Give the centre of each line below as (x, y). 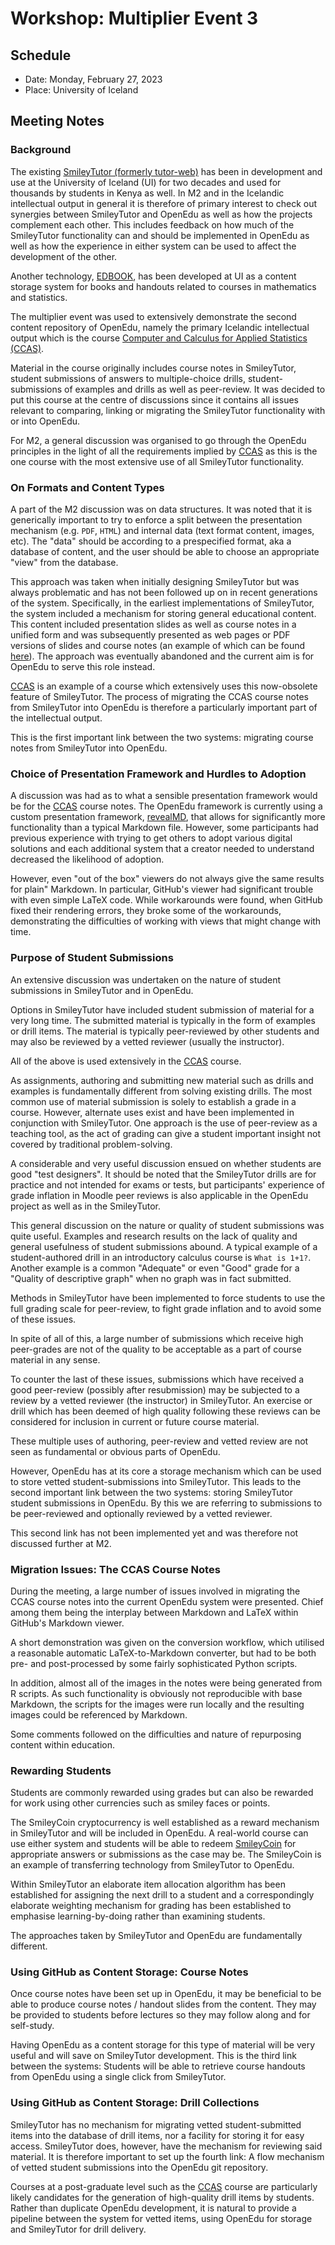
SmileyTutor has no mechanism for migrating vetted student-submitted (156, 2124)
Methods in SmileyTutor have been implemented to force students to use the (168, 1298)
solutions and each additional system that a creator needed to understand (162, 849)
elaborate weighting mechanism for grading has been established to (151, 1906)
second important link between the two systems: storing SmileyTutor (151, 1492)
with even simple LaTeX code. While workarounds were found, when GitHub (166, 900)
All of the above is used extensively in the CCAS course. (126, 1061)
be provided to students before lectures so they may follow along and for (160, 2015)
